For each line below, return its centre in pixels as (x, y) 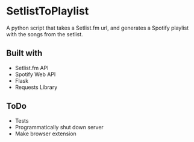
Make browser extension (45, 134)
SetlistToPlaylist (48, 11)
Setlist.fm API (32, 68)
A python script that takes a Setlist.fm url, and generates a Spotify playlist (98, 28)
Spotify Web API (35, 74)
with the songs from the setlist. (45, 34)
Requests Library (36, 87)
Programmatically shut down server (59, 127)
